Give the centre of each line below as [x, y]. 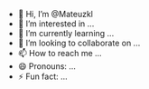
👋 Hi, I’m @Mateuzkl [55, 14]
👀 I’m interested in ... [56, 24]
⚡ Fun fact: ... [42, 76]
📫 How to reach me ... [60, 53]
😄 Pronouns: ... [47, 66]
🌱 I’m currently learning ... [66, 33]
